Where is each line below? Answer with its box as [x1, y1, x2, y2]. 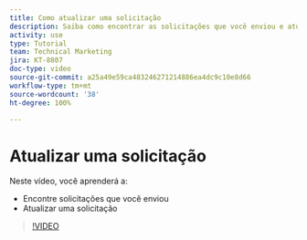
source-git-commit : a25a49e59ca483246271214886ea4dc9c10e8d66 [9, 73, 251, 82]
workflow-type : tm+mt [9, 81, 92, 90]
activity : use [9, 30, 64, 39]
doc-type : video [9, 65, 71, 74]
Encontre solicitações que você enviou [22, 193, 169, 204]
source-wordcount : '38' [9, 89, 101, 99]
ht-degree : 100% [9, 98, 71, 108]
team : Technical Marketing [9, 47, 112, 57]
